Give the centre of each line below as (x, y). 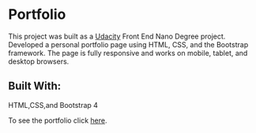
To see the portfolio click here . (58, 120)
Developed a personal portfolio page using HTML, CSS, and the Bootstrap (128, 44)
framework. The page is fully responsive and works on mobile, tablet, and (128, 53)
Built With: (35, 86)
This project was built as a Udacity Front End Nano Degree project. (117, 36)
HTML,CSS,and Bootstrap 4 (53, 105)
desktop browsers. (39, 61)
